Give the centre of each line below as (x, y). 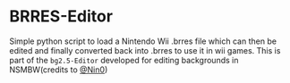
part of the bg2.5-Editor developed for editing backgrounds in (124, 60)
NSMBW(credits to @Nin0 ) (59, 70)
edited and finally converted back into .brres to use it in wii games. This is (145, 50)
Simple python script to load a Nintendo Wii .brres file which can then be (143, 41)
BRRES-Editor (61, 17)
